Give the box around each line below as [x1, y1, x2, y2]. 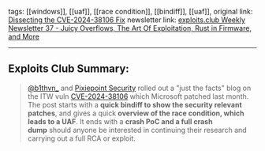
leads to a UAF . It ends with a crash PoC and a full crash [27, 116, 213, 126]
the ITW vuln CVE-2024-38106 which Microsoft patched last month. [27, 91, 249, 101]
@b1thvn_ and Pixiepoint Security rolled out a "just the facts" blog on [27, 83, 252, 92]
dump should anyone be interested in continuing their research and [27, 125, 247, 134]
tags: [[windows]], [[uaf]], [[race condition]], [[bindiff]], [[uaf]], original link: [8, 7, 253, 16]
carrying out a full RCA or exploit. [27, 134, 136, 143]
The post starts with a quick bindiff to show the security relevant [27, 100, 242, 109]
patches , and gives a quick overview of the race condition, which [27, 108, 244, 118]
